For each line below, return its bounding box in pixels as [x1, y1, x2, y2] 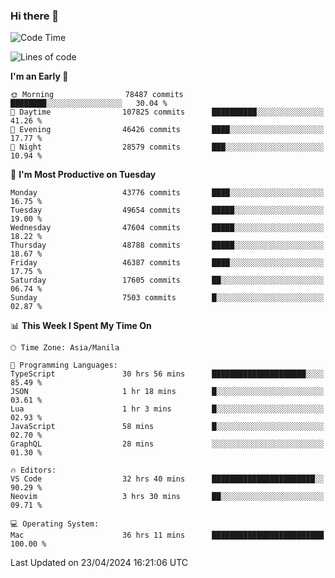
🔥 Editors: [10, 465, 57, 476]
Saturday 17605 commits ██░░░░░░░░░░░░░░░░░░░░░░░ [10, 275, 325, 286]
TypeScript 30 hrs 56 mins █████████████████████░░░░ [10, 369, 325, 379]
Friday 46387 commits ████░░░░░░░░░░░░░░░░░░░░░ [10, 258, 325, 268]
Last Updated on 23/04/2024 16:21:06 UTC [10, 557, 189, 569]
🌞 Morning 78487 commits [10, 90, 184, 100]
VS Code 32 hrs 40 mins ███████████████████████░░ [10, 474, 325, 484]
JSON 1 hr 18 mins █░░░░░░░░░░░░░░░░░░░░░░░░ [10, 387, 325, 397]
